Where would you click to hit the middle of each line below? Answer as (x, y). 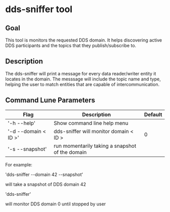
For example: (19, 164)
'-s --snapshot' (27, 149)
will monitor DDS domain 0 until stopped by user (56, 204)
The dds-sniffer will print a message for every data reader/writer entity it (81, 73)
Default (153, 114)
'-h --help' (22, 123)
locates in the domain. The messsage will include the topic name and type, (83, 79)
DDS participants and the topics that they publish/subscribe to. (71, 46)
